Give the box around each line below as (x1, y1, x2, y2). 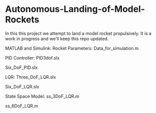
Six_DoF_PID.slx (5, 64, 38, 70)
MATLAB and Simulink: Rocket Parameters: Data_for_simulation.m (5, 45, 139, 51)
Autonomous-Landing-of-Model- (5, 3, 145, 15)
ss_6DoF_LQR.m (5, 103, 38, 109)
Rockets (5, 14, 40, 25)
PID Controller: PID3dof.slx (5, 55, 60, 60)
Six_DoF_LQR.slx (5, 83, 40, 90)
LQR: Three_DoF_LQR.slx (5, 74, 56, 80)
